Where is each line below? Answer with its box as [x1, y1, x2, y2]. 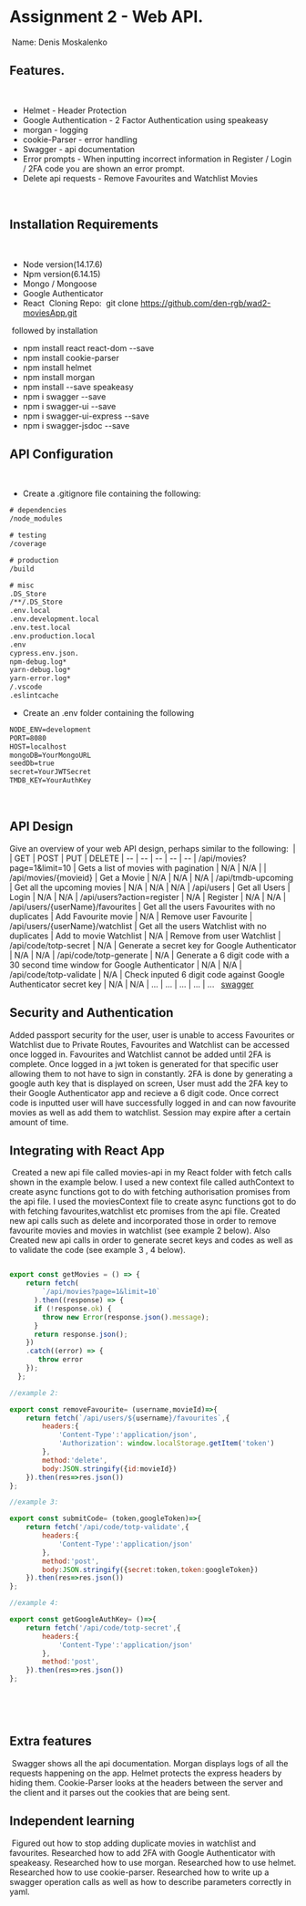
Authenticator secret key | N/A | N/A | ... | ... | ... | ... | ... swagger [9, 979, 254, 989]
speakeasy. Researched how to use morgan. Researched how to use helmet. [9, 1857, 297, 1868]
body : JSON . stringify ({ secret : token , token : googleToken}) [42, 1565, 259, 1574]
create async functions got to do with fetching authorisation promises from [9, 1186, 291, 1197]
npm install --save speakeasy [22, 381, 134, 392]
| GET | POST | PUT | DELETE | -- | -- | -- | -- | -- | [9, 853, 198, 864]
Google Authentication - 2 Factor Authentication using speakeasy [22, 114, 269, 125]
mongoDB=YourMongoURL [9, 751, 92, 760]
